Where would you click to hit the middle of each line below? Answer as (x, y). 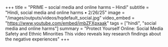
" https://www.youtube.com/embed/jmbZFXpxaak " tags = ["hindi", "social (81, 23)
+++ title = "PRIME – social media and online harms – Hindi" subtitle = (77, 7)
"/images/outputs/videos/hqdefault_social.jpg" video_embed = (70, 18)
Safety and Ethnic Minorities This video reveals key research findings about (83, 34)
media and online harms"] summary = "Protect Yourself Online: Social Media (84, 28)
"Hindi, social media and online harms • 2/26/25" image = (65, 12)
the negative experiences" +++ (37, 39)
